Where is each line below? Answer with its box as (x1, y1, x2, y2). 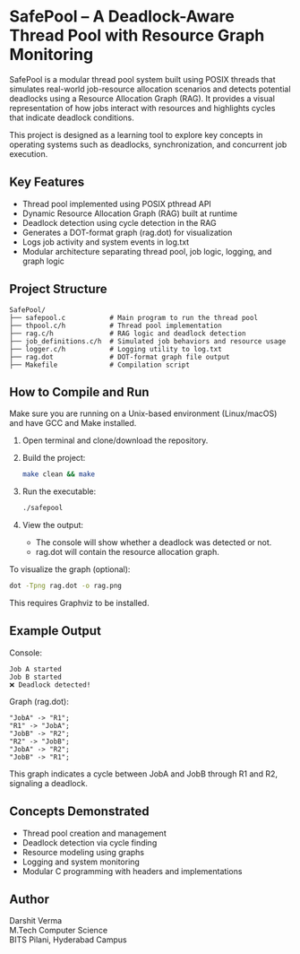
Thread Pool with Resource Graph (9, 25, 265, 46)
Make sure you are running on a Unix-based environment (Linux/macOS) (9, 408, 278, 419)
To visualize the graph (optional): (9, 564, 131, 575)
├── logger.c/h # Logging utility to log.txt (9, 344, 222, 353)
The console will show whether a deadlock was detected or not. (35, 537, 272, 548)
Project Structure (9, 282, 107, 297)
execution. (9, 148, 48, 159)
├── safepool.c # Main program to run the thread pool (9, 313, 258, 322)
